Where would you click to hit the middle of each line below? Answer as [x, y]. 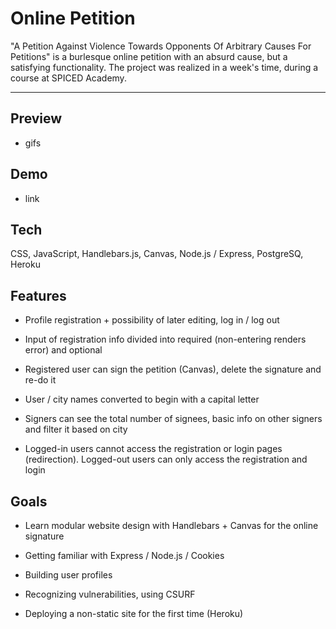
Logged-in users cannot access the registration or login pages [153, 449]
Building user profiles [68, 575]
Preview [36, 118]
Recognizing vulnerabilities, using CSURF [110, 594]
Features [38, 295]
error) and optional [63, 350]
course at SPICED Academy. [68, 78]
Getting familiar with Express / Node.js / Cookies [124, 555]
